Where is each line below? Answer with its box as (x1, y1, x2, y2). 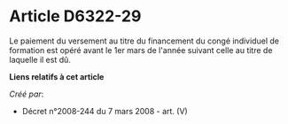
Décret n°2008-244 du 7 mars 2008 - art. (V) (21, 105, 188, 116)
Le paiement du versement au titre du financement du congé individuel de (9, 35, 279, 46)
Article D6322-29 (9, 6, 142, 27)
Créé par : (9, 89, 44, 99)
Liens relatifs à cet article (9, 71, 105, 81)
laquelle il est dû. (9, 54, 71, 65)
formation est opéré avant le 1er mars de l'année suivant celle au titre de (9, 44, 273, 55)
